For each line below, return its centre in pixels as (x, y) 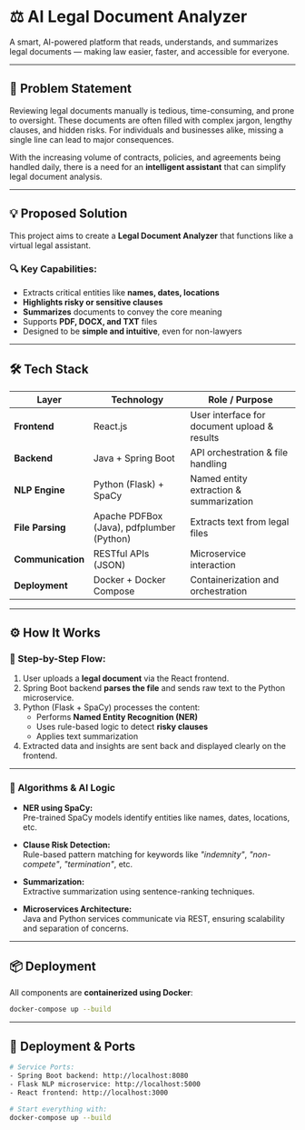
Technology (138, 399)
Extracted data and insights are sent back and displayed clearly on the (154, 746)
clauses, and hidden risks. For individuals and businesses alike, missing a (147, 130)
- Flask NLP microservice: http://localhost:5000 (105, 1084)
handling (209, 464)
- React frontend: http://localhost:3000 (89, 1093)
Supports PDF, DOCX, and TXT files (90, 321)
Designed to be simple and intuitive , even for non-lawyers (132, 331)
